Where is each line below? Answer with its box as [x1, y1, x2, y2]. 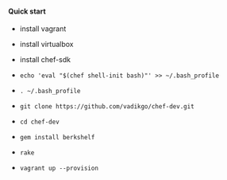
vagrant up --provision [19, 164, 99, 173]
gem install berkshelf [19, 134, 95, 142]
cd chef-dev [19, 118, 60, 127]
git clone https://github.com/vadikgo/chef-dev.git [19, 103, 194, 111]
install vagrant [19, 24, 67, 33]
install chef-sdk [19, 55, 71, 65]
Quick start [8, 6, 46, 16]
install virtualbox [19, 40, 74, 49]
